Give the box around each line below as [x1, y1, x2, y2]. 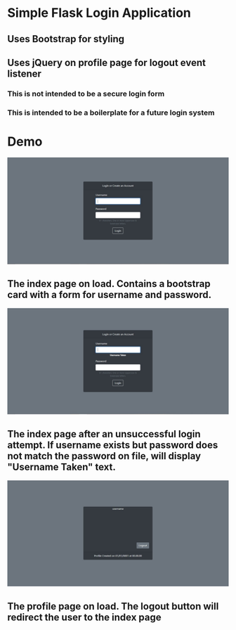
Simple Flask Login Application [7, 5, 192, 21]
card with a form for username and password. [7, 289, 212, 301]
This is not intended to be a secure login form [7, 89, 165, 98]
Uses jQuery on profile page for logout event [7, 56, 206, 68]
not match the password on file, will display [7, 450, 202, 462]
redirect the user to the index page [7, 611, 162, 623]
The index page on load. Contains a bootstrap [7, 278, 211, 290]
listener [7, 67, 42, 79]
